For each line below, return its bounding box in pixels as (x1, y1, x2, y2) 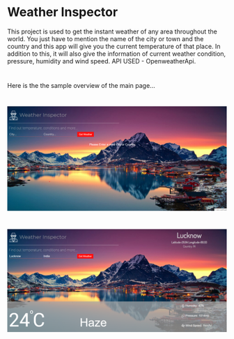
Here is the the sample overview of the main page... (7, 82, 155, 90)
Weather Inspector (7, 4, 118, 20)
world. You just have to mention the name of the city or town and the (7, 34, 204, 43)
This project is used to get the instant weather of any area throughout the (7, 27, 217, 36)
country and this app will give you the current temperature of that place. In (7, 42, 221, 50)
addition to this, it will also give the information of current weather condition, (7, 50, 226, 58)
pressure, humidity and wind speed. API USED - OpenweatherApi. (7, 56, 196, 65)
